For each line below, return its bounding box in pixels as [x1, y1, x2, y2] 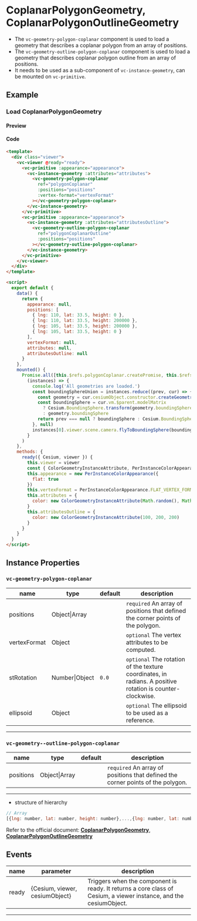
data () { [16, 290, 38, 296]
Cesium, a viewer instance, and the [87, 892, 184, 900]
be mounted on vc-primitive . [14, 73, 86, 80]
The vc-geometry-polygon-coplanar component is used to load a [14, 35, 169, 42]
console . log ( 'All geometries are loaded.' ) [32, 383, 141, 389]
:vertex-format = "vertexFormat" [37, 192, 114, 199]
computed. [125, 645, 156, 654]
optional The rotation [125, 655, 186, 663]
